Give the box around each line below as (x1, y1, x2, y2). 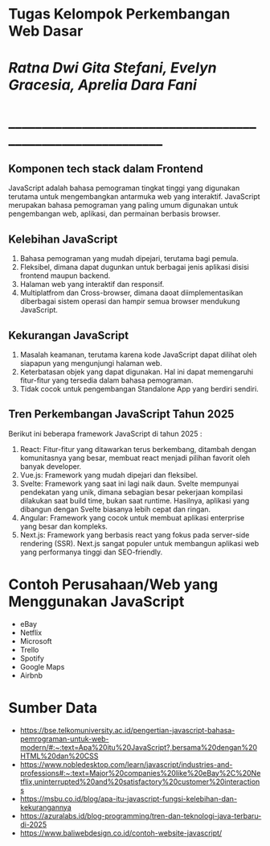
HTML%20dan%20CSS (19, 751, 99, 761)
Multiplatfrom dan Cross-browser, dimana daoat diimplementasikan (19, 288, 243, 298)
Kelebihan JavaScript (8, 232, 118, 246)
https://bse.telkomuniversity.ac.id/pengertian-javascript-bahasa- (19, 725, 235, 735)
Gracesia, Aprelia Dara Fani (8, 76, 197, 94)
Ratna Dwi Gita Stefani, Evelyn (8, 59, 217, 77)
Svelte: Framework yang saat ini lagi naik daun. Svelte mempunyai (19, 479, 239, 488)
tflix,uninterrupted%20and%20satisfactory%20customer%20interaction (19, 777, 260, 786)
